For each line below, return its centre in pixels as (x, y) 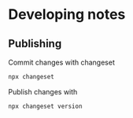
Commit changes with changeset (62, 62)
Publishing (35, 44)
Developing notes (67, 15)
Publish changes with (43, 91)
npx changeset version (45, 106)
